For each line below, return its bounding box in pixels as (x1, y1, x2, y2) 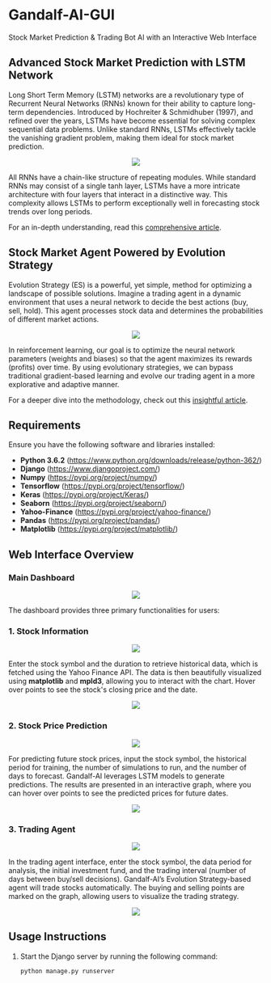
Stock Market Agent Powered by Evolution (8, 246, 227, 259)
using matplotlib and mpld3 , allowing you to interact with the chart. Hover (8, 677, 256, 686)
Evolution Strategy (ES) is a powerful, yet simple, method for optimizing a (8, 280, 252, 289)
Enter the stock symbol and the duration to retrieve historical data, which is (8, 659, 259, 669)
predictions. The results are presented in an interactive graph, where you (8, 779, 252, 789)
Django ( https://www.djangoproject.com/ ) (19, 464, 160, 474)
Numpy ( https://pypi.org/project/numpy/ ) (19, 473, 158, 483)
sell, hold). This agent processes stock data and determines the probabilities (8, 306, 264, 315)
